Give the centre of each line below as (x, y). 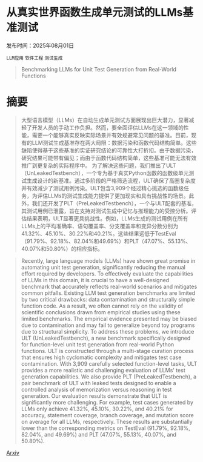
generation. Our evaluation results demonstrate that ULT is (94, 396)
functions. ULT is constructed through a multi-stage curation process (107, 351)
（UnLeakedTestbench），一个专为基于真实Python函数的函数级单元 (105, 173)
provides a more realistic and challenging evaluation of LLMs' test (103, 370)
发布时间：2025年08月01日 (40, 45)
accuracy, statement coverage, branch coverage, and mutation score (107, 415)
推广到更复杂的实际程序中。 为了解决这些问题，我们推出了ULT (98, 165)
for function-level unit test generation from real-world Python (98, 344)
